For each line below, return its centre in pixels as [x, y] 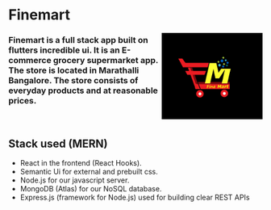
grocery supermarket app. [106, 61]
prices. [23, 101]
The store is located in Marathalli [74, 70]
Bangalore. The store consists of [73, 81]
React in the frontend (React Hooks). [81, 163]
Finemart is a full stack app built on [78, 40]
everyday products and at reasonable [83, 90]
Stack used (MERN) [58, 143]
